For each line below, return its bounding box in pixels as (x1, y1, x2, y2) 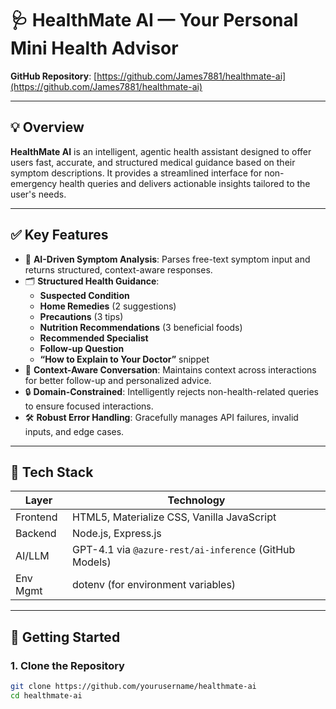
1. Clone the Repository (10, 658, 125, 672)
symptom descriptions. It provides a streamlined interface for (10, 167, 263, 179)
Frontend (15, 510, 58, 524)
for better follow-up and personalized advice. (24, 374, 212, 386)
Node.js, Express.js (72, 527, 162, 541)
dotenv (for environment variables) (72, 578, 237, 592)
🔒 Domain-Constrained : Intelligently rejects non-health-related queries (24, 385, 319, 397)
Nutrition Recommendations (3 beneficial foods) (39, 321, 243, 333)
